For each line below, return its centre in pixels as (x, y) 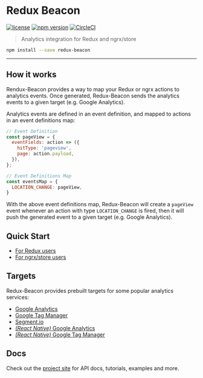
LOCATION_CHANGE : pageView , (47, 187)
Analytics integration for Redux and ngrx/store (79, 39)
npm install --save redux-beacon (48, 50)
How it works (31, 75)
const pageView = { (31, 137)
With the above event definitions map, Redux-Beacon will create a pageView (100, 204)
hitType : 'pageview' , (44, 148)
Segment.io (29, 322)
